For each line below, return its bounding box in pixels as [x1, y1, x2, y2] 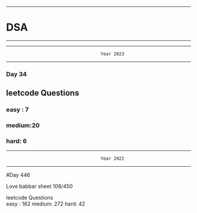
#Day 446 [6, 171, 30, 178]
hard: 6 [6, 137, 28, 145]
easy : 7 [6, 106, 29, 114]
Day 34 [6, 70, 28, 78]
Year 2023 [100, 51, 125, 57]
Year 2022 [100, 156, 125, 162]
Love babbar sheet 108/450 [6, 183, 73, 190]
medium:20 [6, 121, 40, 129]
